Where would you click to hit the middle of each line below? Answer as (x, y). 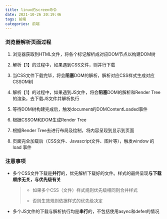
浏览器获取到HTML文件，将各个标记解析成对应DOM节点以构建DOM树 (84, 54)
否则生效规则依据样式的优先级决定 (67, 200)
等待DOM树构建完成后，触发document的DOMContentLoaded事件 (80, 109)
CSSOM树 (23, 81)
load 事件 (22, 147)
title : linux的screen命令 (31, 10)
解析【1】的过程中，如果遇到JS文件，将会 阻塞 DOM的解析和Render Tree (86, 92)
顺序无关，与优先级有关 (36, 179)
